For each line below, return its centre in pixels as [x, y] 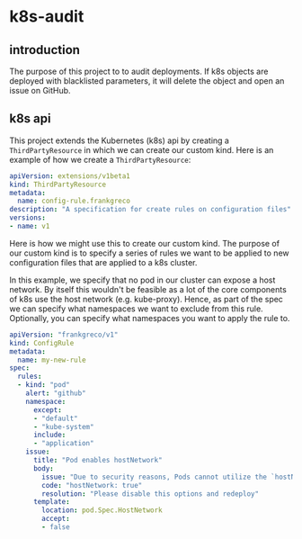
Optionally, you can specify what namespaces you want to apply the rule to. [150, 318]
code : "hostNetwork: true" [92, 485]
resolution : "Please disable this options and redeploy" [150, 494]
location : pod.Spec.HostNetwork [102, 510]
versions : [28, 218]
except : [48, 410]
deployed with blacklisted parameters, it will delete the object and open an [147, 81]
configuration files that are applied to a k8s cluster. [103, 262]
